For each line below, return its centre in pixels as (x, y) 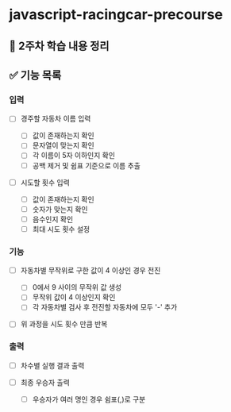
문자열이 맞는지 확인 (63, 145)
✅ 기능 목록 (35, 75)
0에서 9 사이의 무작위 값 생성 (77, 287)
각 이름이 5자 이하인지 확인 (74, 156)
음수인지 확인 (53, 219)
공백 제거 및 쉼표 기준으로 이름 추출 (87, 165)
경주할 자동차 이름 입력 (56, 119)
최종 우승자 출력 (45, 382)
